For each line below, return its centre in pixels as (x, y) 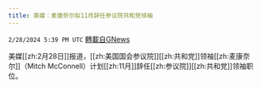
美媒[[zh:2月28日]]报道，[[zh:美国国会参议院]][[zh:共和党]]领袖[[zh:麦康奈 (129, 55)
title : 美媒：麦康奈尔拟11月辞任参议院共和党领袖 (81, 15)
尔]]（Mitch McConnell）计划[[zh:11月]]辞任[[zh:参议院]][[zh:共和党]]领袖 (127, 66)
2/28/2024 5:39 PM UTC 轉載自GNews (69, 39)
